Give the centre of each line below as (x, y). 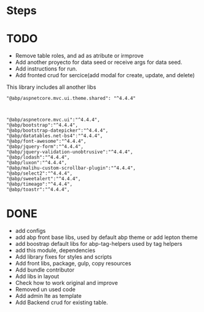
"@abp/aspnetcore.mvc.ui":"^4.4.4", (53, 120)
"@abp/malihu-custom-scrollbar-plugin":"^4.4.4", (71, 168)
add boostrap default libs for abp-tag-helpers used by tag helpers (99, 244)
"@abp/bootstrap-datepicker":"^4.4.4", (57, 131)
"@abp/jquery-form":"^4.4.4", (45, 147)
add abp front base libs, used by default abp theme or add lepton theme (106, 237)
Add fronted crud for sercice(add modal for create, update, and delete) (105, 75)
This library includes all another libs (51, 87)
